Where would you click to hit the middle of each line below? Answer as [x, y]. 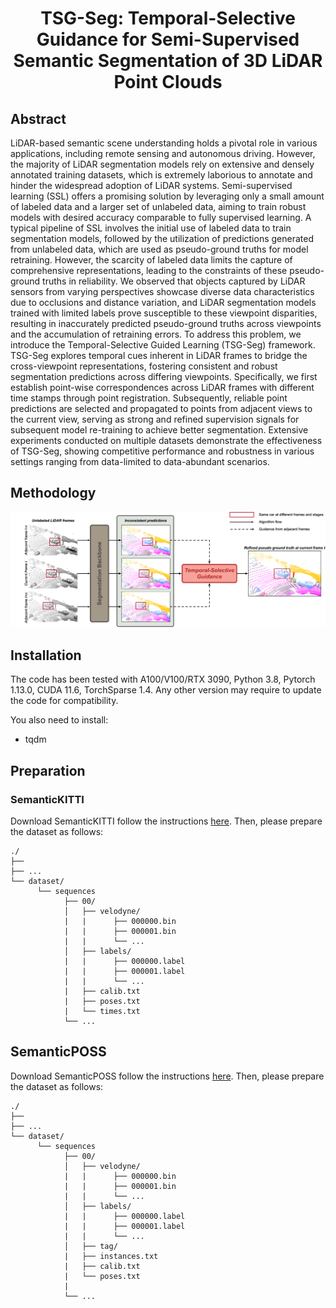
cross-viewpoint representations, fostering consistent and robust [144, 366]
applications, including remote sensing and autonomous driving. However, [163, 153]
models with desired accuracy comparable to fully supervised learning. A [161, 217]
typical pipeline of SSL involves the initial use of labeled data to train [151, 228]
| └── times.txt [102, 1011]
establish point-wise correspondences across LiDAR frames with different [162, 387]
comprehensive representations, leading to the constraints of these [149, 270]
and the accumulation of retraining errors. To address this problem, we [156, 334]
